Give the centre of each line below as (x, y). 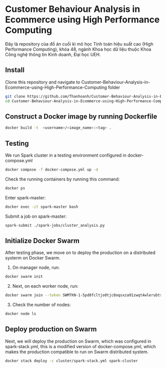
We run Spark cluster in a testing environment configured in (66, 155)
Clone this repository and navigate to (43, 82)
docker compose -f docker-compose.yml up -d (52, 170)
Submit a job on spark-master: (36, 216)
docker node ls (21, 314)
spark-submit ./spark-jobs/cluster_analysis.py (55, 225)
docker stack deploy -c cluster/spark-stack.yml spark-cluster (72, 361)
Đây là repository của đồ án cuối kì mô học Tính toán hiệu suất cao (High (79, 44)
